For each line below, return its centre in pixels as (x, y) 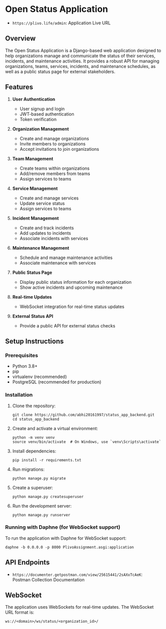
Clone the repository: (34, 406)
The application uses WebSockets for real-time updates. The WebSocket (80, 607)
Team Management (33, 158)
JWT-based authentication (47, 114)
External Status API (33, 316)
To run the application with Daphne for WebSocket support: (66, 538)
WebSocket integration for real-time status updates (72, 307)
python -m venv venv (33, 438)
